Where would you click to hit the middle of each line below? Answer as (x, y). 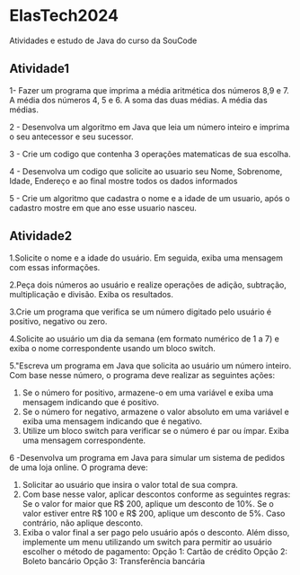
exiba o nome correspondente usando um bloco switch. (112, 348)
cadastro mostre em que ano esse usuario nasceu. (103, 208)
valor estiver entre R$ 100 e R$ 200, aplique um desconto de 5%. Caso (154, 513)
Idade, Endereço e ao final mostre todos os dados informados (124, 181)
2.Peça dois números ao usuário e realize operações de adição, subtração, (148, 285)
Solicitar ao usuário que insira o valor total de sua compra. (130, 484)
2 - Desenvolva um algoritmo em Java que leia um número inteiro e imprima (150, 127)
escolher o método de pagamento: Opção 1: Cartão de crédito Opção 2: (154, 551)
